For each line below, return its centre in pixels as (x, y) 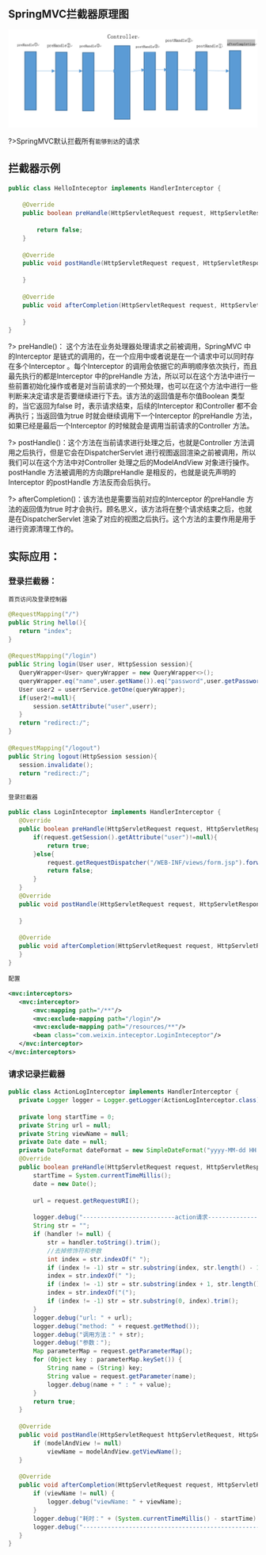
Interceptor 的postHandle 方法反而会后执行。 (82, 482)
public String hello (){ (47, 622)
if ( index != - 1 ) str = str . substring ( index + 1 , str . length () (154, 1284)
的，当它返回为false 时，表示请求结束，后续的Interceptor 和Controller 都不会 (133, 406)
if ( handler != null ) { (72, 1234)
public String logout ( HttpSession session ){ (83, 756)
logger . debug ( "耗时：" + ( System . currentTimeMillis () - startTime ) (145, 1519)
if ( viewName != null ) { (74, 1494)
